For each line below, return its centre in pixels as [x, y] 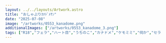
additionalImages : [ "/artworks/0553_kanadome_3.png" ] [62, 28]
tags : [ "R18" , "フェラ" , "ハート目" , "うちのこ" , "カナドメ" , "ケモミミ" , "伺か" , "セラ [83, 33]
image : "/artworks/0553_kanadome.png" [45, 23]
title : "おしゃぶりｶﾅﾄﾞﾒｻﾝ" [31, 14]
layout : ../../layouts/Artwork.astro [44, 10]
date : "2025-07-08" [25, 19]
